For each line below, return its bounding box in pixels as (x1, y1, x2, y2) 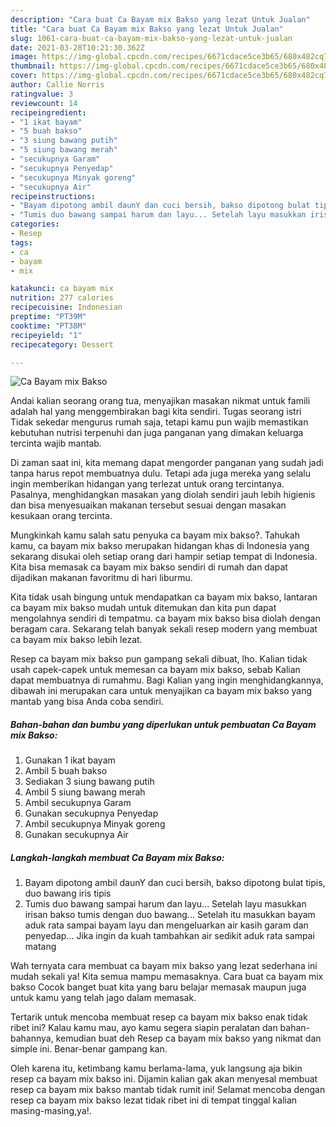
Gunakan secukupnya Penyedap (24, 807, 159, 820)
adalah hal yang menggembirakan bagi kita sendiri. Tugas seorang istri (10, 406, 302, 418)
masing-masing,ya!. (10, 1105, 92, 1117)
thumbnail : (10, 61, 56, 71)
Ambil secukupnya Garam (24, 797, 132, 809)
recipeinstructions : (10, 191, 97, 201)
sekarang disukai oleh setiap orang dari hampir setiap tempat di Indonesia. (10, 551, 318, 563)
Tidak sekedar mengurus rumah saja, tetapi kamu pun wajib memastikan (10, 416, 309, 428)
